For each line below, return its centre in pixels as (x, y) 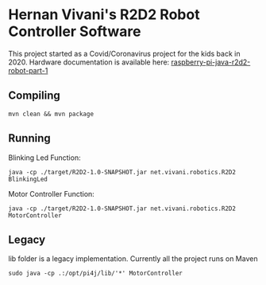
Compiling (35, 96)
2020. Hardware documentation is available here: (89, 62)
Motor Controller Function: (52, 193)
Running (30, 138)
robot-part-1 (28, 70)
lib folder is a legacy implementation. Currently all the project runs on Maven (133, 259)
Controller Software (75, 31)
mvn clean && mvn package (51, 114)
